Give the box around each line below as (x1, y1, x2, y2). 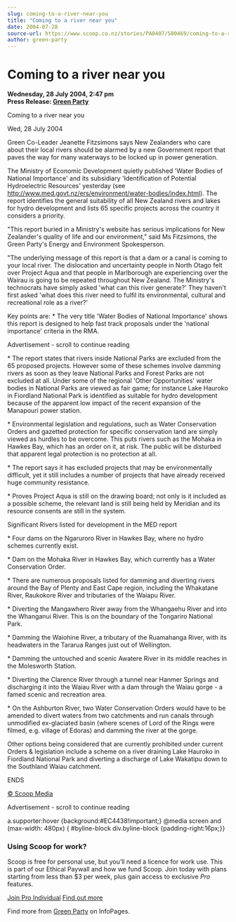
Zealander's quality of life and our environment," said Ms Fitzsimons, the (7, 232, 217, 241)
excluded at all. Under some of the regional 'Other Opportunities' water (7, 376, 213, 385)
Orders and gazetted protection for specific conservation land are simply (7, 428, 218, 436)
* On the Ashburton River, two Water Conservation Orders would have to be (7, 704, 226, 713)
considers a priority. (7, 211, 65, 220)
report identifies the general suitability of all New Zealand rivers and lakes (7, 197, 221, 205)
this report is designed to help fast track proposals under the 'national (7, 320, 209, 328)
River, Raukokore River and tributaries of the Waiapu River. (7, 591, 176, 600)
